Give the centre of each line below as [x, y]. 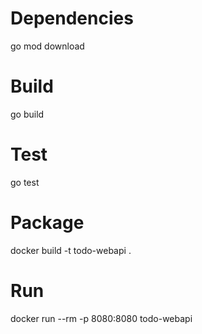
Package [47, 223]
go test [25, 182]
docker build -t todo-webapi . [71, 250]
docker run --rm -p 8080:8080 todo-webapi [101, 318]
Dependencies [72, 18]
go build [27, 114]
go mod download [47, 46]
